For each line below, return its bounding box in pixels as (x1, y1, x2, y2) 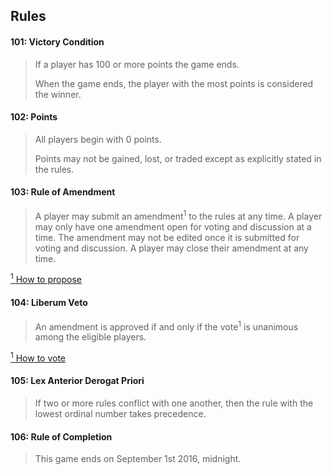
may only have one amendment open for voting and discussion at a (34, 220, 312, 233)
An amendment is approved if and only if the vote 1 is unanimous (34, 319, 299, 333)
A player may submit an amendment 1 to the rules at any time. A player (34, 209, 323, 222)
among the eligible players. (34, 331, 147, 343)
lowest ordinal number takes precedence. (34, 408, 207, 420)
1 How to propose (10, 272, 82, 286)
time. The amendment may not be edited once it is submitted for (34, 231, 300, 243)
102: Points (10, 111, 58, 123)
